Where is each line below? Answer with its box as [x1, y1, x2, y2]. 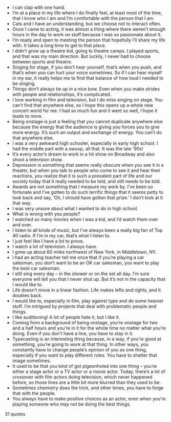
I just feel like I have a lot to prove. [12, 238, 84, 244]
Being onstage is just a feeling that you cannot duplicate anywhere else [12, 119, 163, 124]
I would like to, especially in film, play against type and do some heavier [12, 298, 164, 304]
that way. [12, 200, 32, 206]
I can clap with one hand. [12, 5, 66, 10]
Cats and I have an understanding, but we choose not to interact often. [12, 20, 162, 27]
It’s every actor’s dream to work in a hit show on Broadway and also [12, 151, 155, 157]
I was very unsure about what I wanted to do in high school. [12, 206, 139, 211]
